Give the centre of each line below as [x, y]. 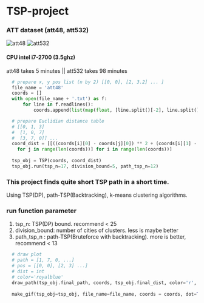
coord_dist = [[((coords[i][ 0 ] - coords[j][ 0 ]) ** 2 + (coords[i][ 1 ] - [104, 144]
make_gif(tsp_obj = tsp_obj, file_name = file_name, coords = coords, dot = [104, 294]
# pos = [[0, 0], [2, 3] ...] [50, 266]
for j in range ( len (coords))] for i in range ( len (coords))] [95, 149]
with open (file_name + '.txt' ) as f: [59, 99]
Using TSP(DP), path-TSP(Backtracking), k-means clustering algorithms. [97, 195]
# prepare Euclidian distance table [58, 121]
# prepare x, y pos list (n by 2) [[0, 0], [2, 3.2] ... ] [88, 82]
